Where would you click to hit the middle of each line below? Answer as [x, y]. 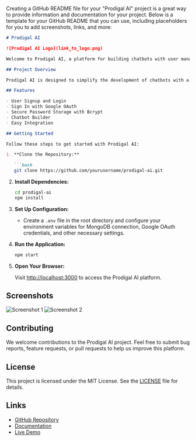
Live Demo [27, 432]
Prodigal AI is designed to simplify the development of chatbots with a [98, 80]
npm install [29, 198]
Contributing [30, 328]
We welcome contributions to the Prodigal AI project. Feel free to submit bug [98, 342]
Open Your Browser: [40, 266]
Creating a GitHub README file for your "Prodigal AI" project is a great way [96, 8]
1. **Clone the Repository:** [43, 154]
